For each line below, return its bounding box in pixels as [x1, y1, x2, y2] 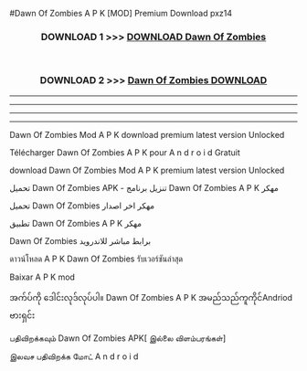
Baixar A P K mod [9, 271, 76, 282]
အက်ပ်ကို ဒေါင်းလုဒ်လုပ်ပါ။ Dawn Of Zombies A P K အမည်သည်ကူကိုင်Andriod [9, 291, 292, 302]
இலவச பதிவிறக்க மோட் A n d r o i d [9, 351, 139, 362]
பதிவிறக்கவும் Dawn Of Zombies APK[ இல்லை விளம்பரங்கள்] [9, 333, 227, 344]
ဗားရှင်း [9, 310, 36, 321]
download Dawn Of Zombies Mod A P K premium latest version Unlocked [9, 164, 285, 175]
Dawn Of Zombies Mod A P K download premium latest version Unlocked [9, 129, 285, 140]
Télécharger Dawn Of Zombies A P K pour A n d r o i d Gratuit [9, 146, 240, 158]
